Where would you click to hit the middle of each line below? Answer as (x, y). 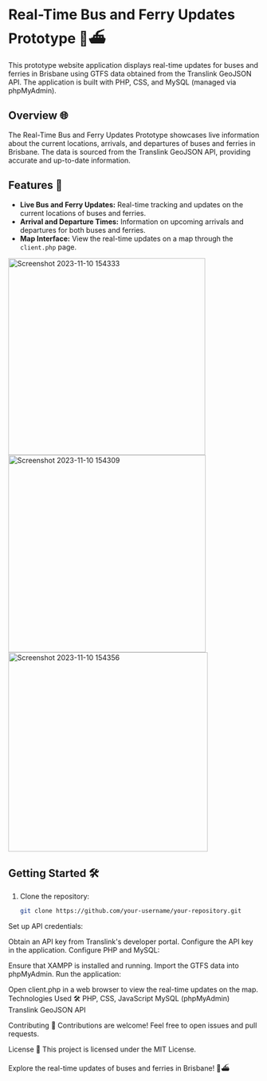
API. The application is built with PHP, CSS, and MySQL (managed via (122, 82)
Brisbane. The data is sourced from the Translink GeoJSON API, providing (130, 151)
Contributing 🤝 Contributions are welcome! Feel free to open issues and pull (133, 1025)
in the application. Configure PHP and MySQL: (84, 950)
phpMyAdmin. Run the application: (65, 974)
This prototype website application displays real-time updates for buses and (133, 65)
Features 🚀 (35, 185)
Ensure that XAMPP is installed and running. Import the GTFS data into (124, 965)
